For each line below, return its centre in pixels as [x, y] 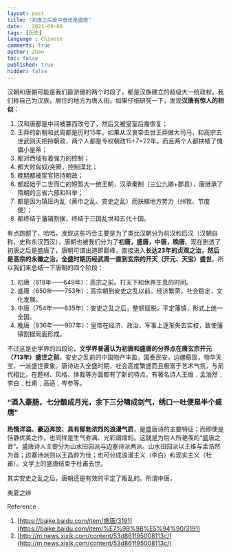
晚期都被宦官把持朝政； [50, 175]
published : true [30, 65]
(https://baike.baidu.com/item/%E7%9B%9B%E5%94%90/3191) [109, 529]
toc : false [23, 59]
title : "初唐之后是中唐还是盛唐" [49, 20]
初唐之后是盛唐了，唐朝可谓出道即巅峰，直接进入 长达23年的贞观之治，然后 [113, 250]
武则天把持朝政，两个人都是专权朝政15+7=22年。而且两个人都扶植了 [120, 141]
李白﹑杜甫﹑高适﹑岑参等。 [46, 382]
